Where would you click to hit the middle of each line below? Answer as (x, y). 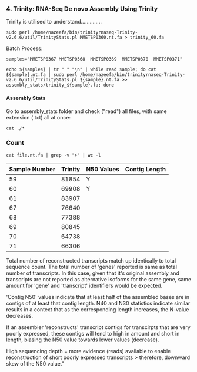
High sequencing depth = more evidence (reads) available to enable (89, 351)
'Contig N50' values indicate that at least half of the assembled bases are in (98, 297)
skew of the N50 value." (35, 363)
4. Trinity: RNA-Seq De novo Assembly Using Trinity (82, 9)
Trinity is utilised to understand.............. (54, 22)
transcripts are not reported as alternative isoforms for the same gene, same (99, 279)
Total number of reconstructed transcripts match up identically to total (91, 260)
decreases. (20, 315)
